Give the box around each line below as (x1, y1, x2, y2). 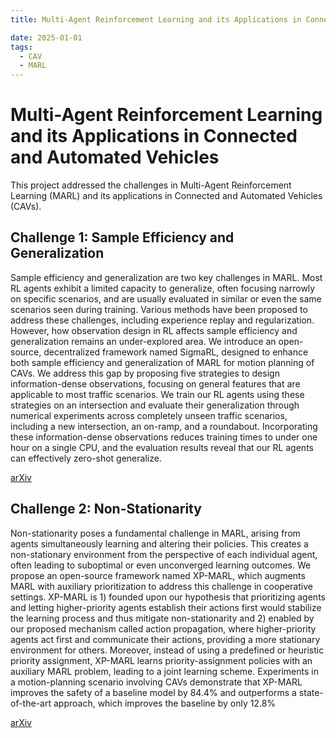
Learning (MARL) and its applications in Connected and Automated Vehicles (10, 190, 323, 202)
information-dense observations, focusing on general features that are (10, 377, 301, 390)
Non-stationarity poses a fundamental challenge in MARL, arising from (10, 527, 301, 539)
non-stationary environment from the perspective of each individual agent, (10, 548, 318, 560)
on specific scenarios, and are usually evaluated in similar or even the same (10, 292, 322, 305)
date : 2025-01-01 (10, 32, 83, 43)
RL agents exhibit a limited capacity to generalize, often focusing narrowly (10, 282, 316, 294)
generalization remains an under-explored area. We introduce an (10, 335, 277, 347)
